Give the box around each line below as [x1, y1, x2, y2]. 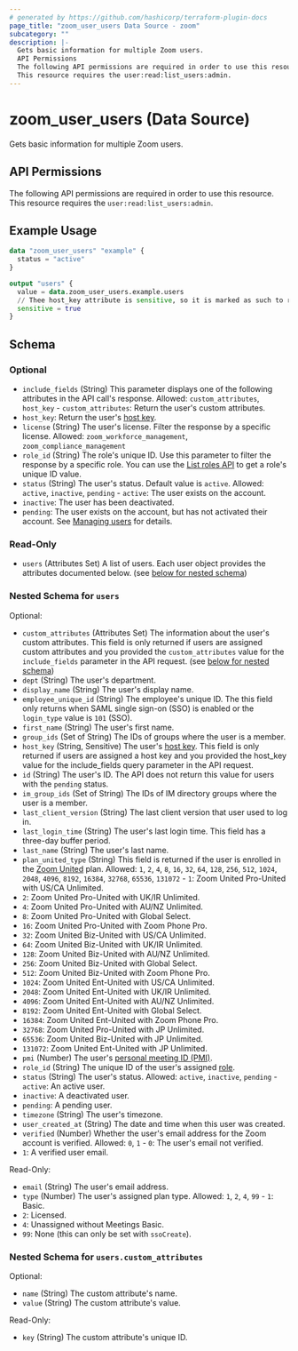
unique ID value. [21, 468, 82, 479]
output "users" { [9, 279, 74, 288]
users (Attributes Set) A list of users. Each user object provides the [21, 558, 266, 569]
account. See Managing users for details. [21, 516, 173, 526]
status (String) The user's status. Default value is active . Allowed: [21, 478, 264, 489]
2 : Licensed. [21, 1210, 67, 1220]
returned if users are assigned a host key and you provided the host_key [21, 750, 286, 761]
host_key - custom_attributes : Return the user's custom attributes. [21, 403, 266, 413]
